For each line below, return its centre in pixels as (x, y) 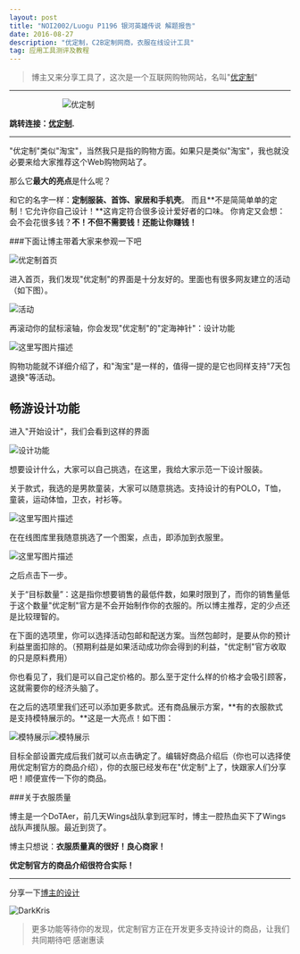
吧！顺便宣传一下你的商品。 (60, 778)
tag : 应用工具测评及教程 (49, 51)
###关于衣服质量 (40, 797)
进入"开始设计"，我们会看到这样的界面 (79, 431)
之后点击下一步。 (41, 575)
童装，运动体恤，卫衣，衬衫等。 (68, 499)
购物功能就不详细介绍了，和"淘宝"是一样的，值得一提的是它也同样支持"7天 (146, 366)
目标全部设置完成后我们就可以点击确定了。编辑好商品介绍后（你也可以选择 (146, 756)
